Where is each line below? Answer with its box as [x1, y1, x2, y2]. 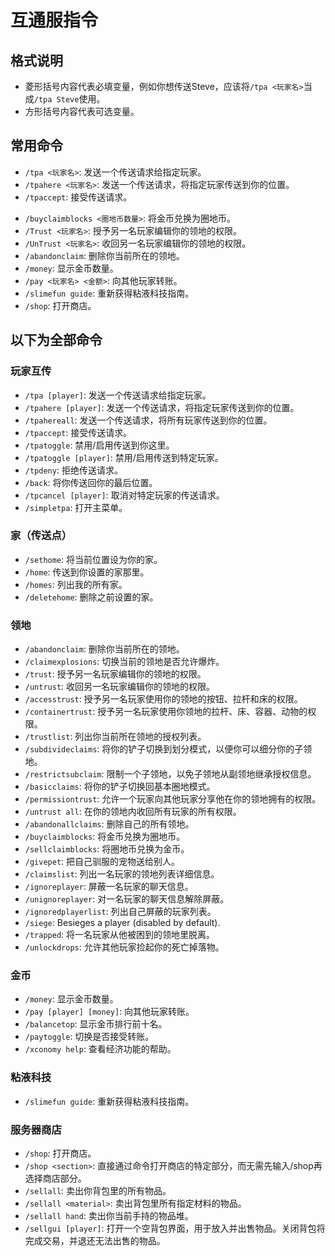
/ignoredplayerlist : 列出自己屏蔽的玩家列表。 [24, 906, 217, 918]
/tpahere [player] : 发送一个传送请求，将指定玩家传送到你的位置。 [24, 401, 300, 413]
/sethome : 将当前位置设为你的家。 [24, 553, 163, 565]
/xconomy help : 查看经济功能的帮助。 [24, 1043, 177, 1055]
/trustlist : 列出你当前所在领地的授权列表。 [24, 731, 207, 743]
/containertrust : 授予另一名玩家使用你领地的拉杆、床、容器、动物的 [24, 706, 308, 718]
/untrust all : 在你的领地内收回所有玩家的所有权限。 [24, 806, 242, 818]
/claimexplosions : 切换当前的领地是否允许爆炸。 [24, 656, 225, 668]
